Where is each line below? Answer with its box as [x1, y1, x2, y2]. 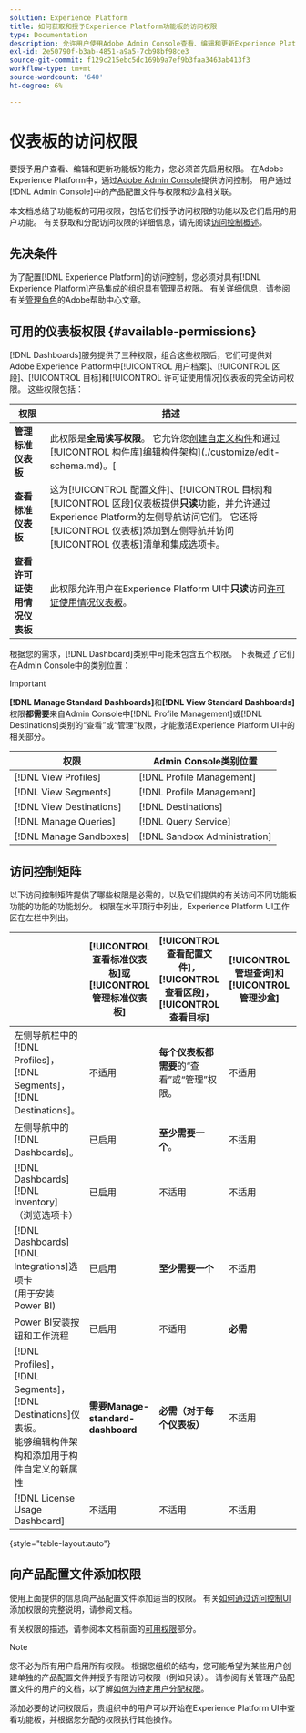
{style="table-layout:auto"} [9, 1538, 111, 1549]
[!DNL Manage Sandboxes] [14, 830, 130, 843]
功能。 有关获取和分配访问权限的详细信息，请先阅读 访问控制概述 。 [16, 216, 267, 228]
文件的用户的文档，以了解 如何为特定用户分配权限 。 [16, 1683, 209, 1694]
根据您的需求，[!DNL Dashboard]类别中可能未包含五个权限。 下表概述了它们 [9, 649, 295, 660]
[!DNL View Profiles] [14, 771, 102, 784]
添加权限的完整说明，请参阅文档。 [9, 1604, 138, 1615]
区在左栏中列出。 [9, 912, 74, 923]
